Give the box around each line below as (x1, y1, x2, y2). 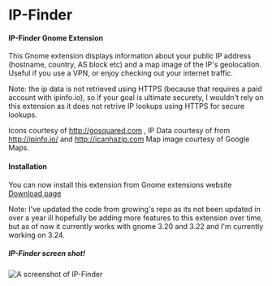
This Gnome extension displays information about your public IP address (8, 51, 252, 61)
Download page (8, 188, 62, 198)
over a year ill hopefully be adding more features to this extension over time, (8, 213, 264, 223)
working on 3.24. (8, 230, 65, 240)
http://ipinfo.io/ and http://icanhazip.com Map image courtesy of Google (8, 134, 250, 144)
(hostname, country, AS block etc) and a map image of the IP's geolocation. (8, 59, 262, 70)
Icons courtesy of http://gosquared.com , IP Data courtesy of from (8, 126, 231, 136)
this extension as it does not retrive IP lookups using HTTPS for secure (8, 102, 245, 111)
